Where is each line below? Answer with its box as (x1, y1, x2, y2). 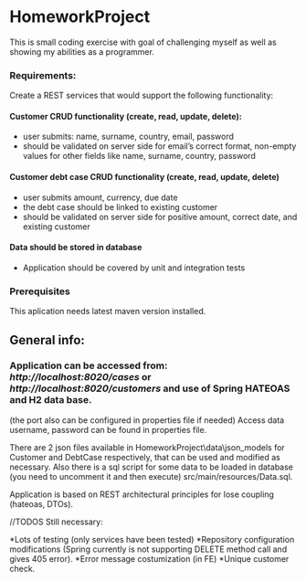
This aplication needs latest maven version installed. (9, 306, 206, 317)
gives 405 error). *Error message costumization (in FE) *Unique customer (9, 553, 290, 564)
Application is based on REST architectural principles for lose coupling (9, 489, 274, 500)
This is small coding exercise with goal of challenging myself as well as (9, 37, 277, 48)
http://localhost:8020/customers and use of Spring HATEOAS (9, 382, 290, 395)
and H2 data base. (9, 394, 92, 407)
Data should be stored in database (9, 242, 142, 253)
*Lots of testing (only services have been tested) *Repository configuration (9, 533, 295, 544)
